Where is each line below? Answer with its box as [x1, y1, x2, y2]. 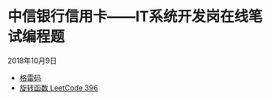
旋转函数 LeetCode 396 [19, 82, 98, 93]
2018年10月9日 [7, 56, 58, 65]
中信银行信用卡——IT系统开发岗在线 [7, 7, 249, 26]
